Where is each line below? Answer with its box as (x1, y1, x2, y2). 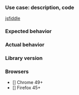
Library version (5, 54, 43, 61)
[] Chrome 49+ (12, 79, 43, 85)
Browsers (5, 68, 29, 75)
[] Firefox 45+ (12, 84, 41, 91)
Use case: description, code (5, 4, 75, 11)
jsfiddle (5, 15, 21, 21)
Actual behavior (5, 41, 45, 48)
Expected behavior (5, 28, 52, 35)
